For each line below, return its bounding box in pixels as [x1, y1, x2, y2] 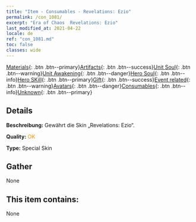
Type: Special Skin [6, 144, 52, 152]
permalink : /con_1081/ [6, 14, 62, 20]
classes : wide [6, 47, 42, 53]
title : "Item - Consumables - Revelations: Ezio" [6, 8, 132, 15]
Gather [6, 161, 33, 172]
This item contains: [6, 194, 79, 204]
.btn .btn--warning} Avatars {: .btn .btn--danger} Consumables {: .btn [6, 82, 170, 89]
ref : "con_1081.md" [6, 36, 55, 42]
